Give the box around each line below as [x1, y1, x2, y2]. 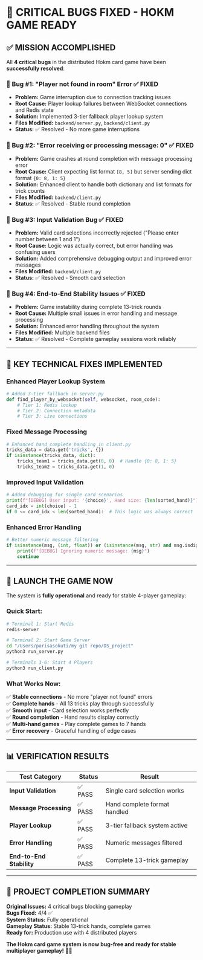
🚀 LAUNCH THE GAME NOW [6, 576, 114, 586]
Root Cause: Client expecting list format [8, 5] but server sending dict [14, 167, 192, 175]
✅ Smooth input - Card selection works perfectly [6, 707, 129, 714]
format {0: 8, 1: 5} [14, 174, 66, 181]
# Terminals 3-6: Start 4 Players [6, 660, 94, 666]
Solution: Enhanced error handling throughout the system [14, 323, 159, 330]
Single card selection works [105, 786, 184, 794]
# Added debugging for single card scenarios [6, 492, 123, 498]
